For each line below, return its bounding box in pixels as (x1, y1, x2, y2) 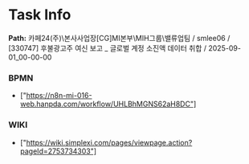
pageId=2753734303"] (19, 146, 97, 156)
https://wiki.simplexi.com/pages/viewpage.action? (26, 137, 193, 147)
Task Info (8, 6, 71, 24)
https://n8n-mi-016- (26, 91, 92, 100)
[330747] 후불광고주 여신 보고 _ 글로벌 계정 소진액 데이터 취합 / (8, 43, 207, 53)
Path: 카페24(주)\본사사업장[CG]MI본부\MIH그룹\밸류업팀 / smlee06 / (8, 33, 231, 43)
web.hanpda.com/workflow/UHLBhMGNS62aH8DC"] (19, 99, 197, 109)
